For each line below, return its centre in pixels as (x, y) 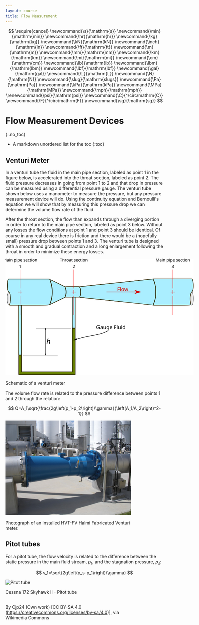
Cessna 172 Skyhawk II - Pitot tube (41, 592)
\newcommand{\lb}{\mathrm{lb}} (78, 63)
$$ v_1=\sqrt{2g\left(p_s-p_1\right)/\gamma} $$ (84, 573)
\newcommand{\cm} (137, 57)
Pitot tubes (23, 544)
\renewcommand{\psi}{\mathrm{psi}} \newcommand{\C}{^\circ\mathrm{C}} (84, 95)
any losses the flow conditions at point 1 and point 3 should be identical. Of (83, 230)
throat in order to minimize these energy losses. (55, 252)
